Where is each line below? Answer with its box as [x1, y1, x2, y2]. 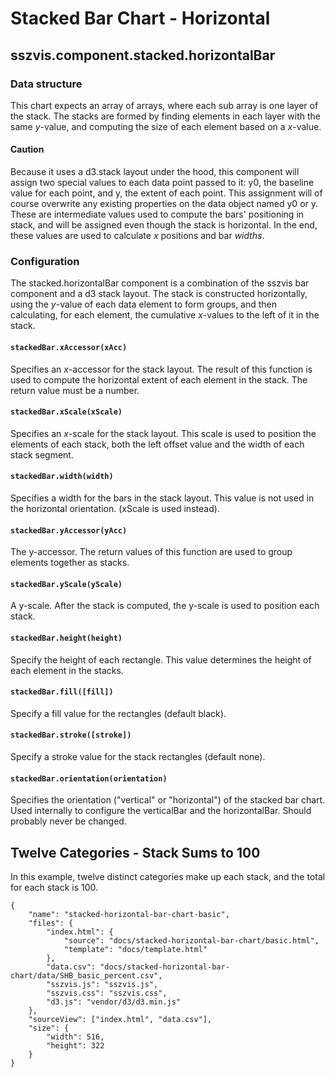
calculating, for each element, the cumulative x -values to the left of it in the [10, 309, 320, 321]
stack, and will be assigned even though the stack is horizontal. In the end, [10, 219, 318, 231]
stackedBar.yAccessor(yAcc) [10, 525, 128, 536]
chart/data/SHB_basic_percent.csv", [10, 971, 163, 981]
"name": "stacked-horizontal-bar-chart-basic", [28, 910, 230, 920]
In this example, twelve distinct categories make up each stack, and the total [10, 871, 326, 883]
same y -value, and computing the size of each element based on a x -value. [10, 120, 322, 132]
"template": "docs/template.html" [63, 945, 208, 955]
